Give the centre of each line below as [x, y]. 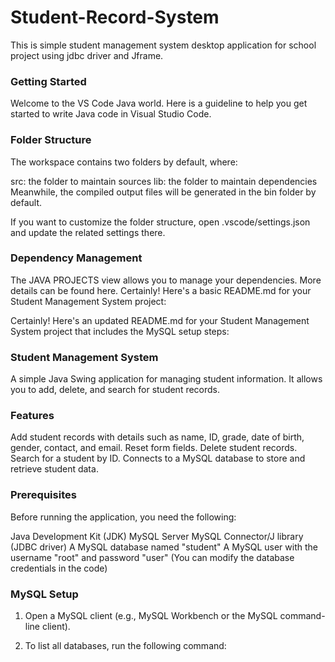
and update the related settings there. [88, 232]
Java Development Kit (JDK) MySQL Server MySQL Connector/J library [157, 536]
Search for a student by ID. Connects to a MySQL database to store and [158, 458]
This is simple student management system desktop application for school [163, 45]
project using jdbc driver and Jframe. [87, 55]
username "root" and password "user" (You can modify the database [152, 557]
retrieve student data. [54, 469]
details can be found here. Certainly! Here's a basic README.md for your [161, 290]
